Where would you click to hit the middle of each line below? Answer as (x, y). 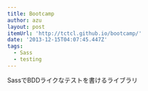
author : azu (24, 20)
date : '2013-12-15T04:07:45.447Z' (58, 40)
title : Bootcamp (31, 14)
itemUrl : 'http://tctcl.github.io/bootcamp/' (74, 33)
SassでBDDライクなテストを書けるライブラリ (73, 80)
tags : (15, 46)
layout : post (26, 27)
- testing (28, 59)
